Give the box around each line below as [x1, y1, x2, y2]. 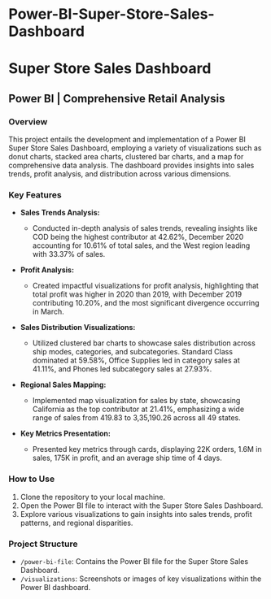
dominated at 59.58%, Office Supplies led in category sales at [32, 355, 240, 366]
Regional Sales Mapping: [20, 380, 107, 390]
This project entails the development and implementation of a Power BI [8, 135, 246, 145]
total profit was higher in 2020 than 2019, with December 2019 [32, 289, 243, 299]
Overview [8, 115, 48, 127]
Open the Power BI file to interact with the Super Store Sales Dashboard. [20, 501, 264, 510]
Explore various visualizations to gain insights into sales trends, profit [20, 509, 252, 519]
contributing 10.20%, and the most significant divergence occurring [32, 298, 260, 308]
